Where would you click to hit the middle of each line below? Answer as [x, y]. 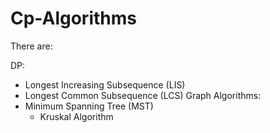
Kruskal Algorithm [76, 116]
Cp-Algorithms [73, 18]
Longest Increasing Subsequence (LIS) [105, 84]
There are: [31, 46]
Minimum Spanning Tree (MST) [89, 106]
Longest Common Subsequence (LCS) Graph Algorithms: [143, 95]
